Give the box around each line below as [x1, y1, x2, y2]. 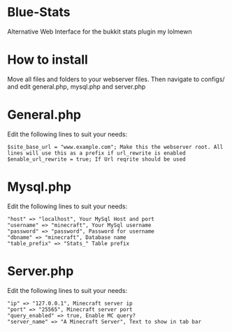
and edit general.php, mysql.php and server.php [7, 82, 146, 91]
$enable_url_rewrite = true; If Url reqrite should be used [7, 155, 187, 163]
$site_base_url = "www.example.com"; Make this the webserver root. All [7, 143, 224, 150]
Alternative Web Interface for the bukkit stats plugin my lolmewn [7, 27, 192, 36]
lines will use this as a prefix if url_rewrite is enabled [7, 150, 187, 157]
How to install [7, 52, 89, 68]
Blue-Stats [7, 4, 71, 20]
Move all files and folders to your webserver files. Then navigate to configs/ [7, 75, 225, 83]
